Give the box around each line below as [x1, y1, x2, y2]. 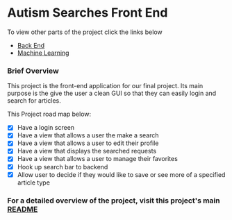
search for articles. [7, 96, 61, 105]
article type [17, 178, 51, 187]
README [7, 204, 38, 214]
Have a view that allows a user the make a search [17, 131, 159, 139]
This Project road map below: [7, 110, 92, 119]
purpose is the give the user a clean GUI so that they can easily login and [7, 89, 217, 98]
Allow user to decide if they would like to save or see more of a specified [17, 170, 226, 178]
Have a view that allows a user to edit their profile [17, 139, 159, 147]
